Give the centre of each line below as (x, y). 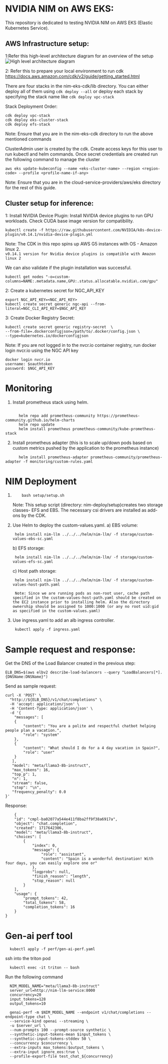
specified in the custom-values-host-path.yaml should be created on (87, 598)
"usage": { (26, 894)
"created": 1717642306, (39, 828)
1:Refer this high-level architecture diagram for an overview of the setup (79, 56)
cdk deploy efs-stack (28, 124)
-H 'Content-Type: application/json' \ (51, 709)
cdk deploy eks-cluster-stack (37, 120)
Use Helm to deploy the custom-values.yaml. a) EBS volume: (75, 525)
